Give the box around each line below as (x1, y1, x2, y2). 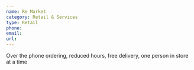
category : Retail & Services (6, 14, 78, 20)
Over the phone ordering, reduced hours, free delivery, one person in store (6, 52, 189, 59)
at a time (6, 58, 28, 65)
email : (6, 31, 22, 36)
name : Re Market (6, 8, 46, 15)
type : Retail (6, 19, 38, 25)
